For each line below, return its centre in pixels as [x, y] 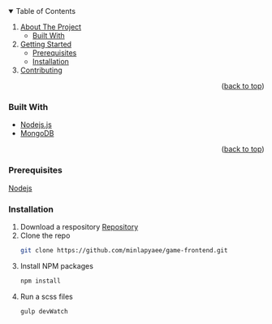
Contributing [41, 70]
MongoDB [37, 134]
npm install [40, 281]
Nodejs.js [36, 125]
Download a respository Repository [79, 226]
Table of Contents [45, 11]
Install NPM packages [56, 265]
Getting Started [45, 44]
